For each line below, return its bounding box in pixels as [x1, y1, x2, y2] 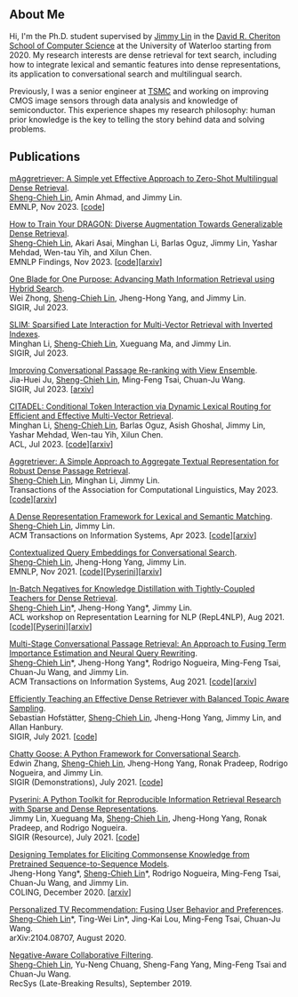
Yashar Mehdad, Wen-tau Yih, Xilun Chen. [9, 429, 164, 439]
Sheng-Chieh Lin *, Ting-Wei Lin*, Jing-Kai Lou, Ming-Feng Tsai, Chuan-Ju [9, 913, 281, 924]
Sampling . [9, 703, 46, 713]
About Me [9, 7, 65, 22]
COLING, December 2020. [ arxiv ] [9, 887, 132, 897]
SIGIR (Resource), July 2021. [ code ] [9, 832, 141, 842]
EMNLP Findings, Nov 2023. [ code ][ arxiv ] [9, 256, 163, 267]
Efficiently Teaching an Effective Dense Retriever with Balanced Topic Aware [9, 693, 290, 704]
